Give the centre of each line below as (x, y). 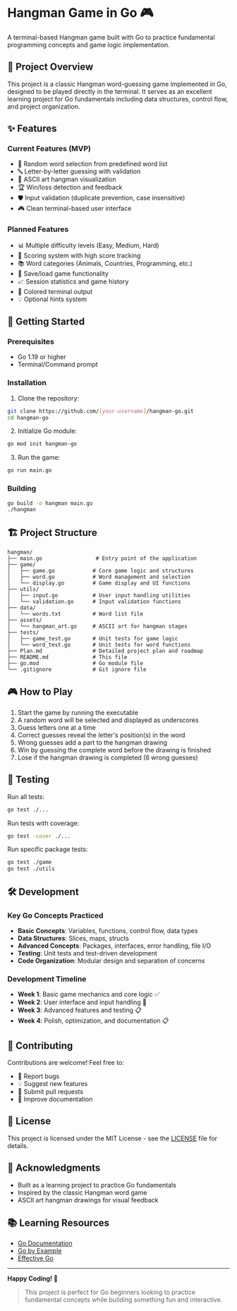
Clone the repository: (48, 398)
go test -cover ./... (39, 836)
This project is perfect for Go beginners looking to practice (110, 1292)
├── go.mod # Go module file (75, 664)
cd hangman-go (28, 417)
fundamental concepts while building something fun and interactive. (123, 1300)
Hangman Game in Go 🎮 (80, 13)
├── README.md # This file (68, 657)
